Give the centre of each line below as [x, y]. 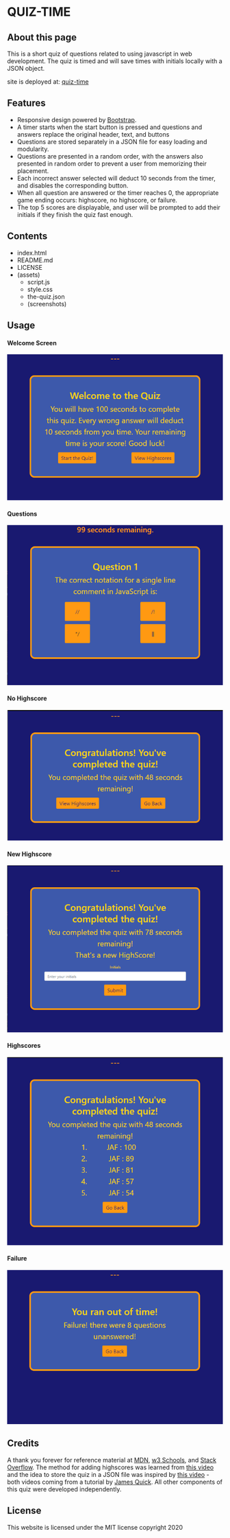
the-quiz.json [46, 297]
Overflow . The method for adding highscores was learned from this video [111, 1467]
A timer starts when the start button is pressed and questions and [110, 127]
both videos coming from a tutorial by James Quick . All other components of [115, 1482]
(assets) [28, 275]
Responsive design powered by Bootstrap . [77, 119]
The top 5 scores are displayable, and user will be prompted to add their [119, 207]
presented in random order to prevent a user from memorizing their [112, 163]
